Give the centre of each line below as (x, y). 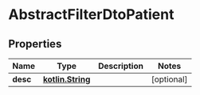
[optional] (169, 79)
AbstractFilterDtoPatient (91, 15)
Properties (35, 44)
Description (121, 66)
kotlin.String (67, 79)
